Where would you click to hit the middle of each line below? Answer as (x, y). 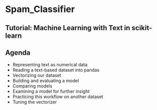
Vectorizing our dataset (37, 75)
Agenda (18, 52)
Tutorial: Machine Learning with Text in (68, 28)
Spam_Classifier (40, 9)
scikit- (142, 28)
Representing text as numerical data (50, 65)
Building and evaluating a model (46, 81)
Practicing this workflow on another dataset (58, 97)
